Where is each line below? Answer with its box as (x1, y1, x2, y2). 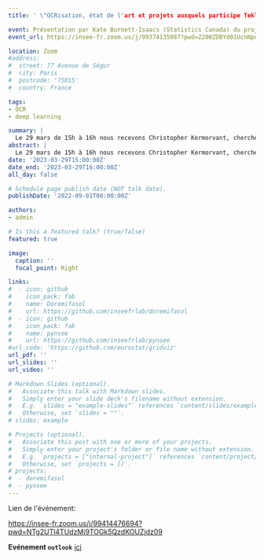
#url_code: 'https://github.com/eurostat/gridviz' (8, 344, 178, 352)
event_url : (8, 33, 44, 41)
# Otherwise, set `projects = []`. (8, 460, 132, 468)
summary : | (8, 127, 44, 134)
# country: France (8, 83, 72, 91)
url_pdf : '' (8, 351, 47, 359)
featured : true (8, 235, 58, 243)
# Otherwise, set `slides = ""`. (8, 410, 125, 417)
